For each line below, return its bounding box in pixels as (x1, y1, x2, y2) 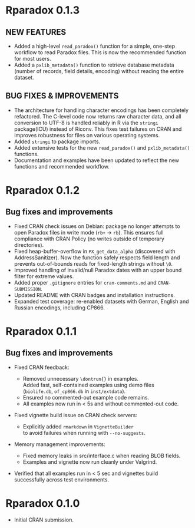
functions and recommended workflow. (14, 163, 110, 170)
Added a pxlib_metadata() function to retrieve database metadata (14, 61, 174, 68)
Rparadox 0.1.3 (5, 4, 80, 17)
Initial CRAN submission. (14, 516, 74, 523)
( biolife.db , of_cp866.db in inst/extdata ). (22, 387, 126, 395)
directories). (14, 241, 44, 248)
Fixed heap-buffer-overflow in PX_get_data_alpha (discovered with (14, 247, 176, 255)
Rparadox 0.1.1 (5, 325, 77, 338)
